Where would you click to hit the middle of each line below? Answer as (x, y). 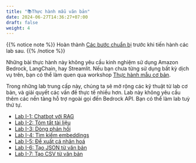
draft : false (22, 22)
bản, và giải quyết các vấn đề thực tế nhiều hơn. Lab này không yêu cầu (93, 92)
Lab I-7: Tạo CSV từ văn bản (49, 154)
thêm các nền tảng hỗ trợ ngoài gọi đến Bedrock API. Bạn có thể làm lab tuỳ (98, 99)
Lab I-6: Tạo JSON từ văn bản (51, 148)
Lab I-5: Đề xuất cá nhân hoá (50, 141)
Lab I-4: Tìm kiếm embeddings (52, 135)
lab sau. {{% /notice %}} (36, 51)
